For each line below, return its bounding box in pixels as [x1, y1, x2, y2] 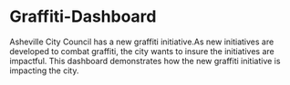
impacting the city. [9, 65, 79, 76]
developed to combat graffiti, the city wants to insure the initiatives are [9, 45, 275, 56]
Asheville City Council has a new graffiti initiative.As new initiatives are [9, 36, 274, 47]
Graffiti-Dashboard [9, 6, 157, 27]
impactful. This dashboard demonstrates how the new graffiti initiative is [9, 55, 281, 66]
